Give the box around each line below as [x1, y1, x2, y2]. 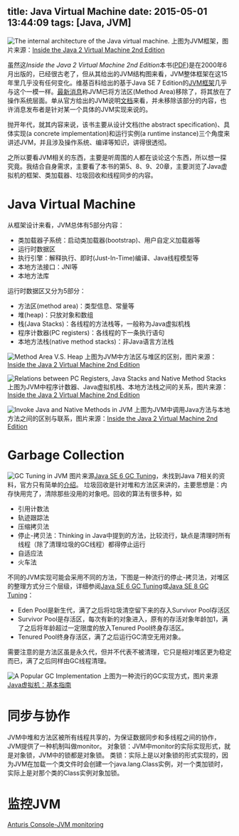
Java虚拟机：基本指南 [7, 680, 72, 689]
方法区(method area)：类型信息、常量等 [17, 302, 135, 310]
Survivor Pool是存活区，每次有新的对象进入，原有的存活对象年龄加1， [17, 615, 222, 623]
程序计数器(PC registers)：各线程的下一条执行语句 [17, 328, 165, 337]
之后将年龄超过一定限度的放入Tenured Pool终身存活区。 [23, 623, 188, 632]
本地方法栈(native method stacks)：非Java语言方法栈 [17, 337, 174, 346]
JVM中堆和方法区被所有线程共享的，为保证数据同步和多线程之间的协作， [7, 733, 221, 741]
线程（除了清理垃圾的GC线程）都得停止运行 [17, 540, 146, 549]
